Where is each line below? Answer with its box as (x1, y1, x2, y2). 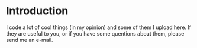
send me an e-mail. (6, 36, 53, 43)
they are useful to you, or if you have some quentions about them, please (6, 30, 185, 37)
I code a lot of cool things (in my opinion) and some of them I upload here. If (6, 24, 192, 31)
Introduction (6, 4, 69, 18)
